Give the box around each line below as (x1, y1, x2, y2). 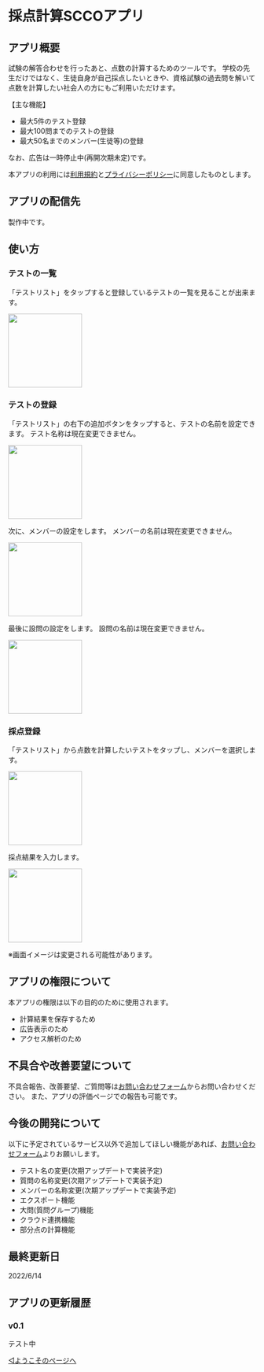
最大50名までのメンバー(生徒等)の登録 (19, 136, 144, 146)
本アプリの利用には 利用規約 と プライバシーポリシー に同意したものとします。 (8, 170, 255, 179)
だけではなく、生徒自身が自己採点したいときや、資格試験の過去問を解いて (14, 73, 256, 83)
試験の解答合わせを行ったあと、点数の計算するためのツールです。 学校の (8, 64, 244, 72)
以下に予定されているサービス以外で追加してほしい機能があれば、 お (8, 1139, 229, 1148)
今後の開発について (8, 1117, 101, 1130)
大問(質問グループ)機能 (19, 1205, 94, 1215)
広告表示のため (19, 1024, 68, 1034)
